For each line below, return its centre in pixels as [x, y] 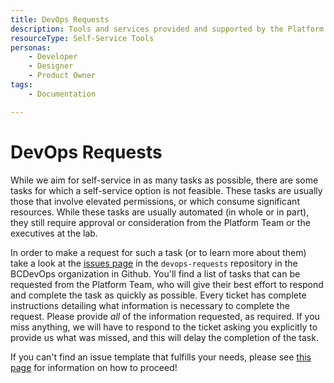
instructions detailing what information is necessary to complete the [150, 305]
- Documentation [62, 94]
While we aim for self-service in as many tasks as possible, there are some [164, 180]
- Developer [53, 57]
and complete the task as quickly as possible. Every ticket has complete [158, 295]
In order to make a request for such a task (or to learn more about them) [158, 252]
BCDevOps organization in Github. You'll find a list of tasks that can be [155, 273]
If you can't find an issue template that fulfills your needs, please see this [161, 357]
